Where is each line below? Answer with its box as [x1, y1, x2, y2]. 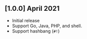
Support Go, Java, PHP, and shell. [12, 23, 82, 29]
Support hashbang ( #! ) [12, 28, 60, 34]
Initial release [12, 17, 40, 23]
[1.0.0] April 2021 [5, 4, 60, 13]
